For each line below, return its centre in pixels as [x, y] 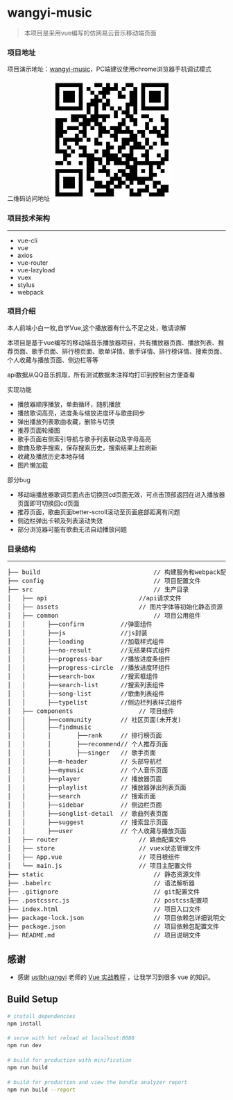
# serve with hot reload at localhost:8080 [71, 1038]
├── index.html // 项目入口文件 [104, 909]
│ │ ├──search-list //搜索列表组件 [86, 685]
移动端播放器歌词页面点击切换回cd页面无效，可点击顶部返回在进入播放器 [121, 494]
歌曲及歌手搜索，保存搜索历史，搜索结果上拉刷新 [87, 448]
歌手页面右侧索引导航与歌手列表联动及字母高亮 [84, 438]
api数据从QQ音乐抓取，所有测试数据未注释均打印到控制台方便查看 [101, 375]
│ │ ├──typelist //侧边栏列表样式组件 [95, 703]
